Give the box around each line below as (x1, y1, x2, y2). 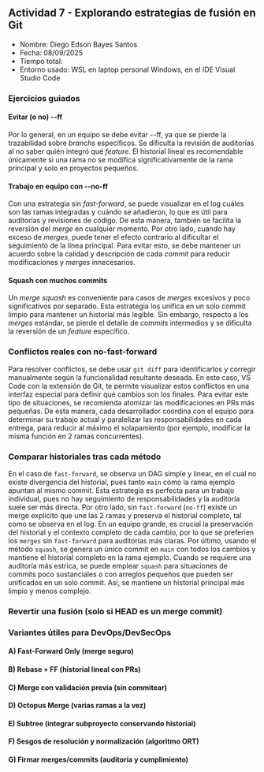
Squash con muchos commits (8, 275, 108, 285)
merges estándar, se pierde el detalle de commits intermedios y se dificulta (8, 319, 252, 328)
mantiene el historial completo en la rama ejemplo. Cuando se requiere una (8, 552, 252, 562)
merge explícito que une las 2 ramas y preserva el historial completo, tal (8, 510, 242, 520)
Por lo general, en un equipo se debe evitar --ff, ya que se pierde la (8, 129, 227, 139)
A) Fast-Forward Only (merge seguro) (8, 647, 134, 656)
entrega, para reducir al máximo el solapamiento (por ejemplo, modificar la (8, 423, 251, 432)
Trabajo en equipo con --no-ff (8, 181, 109, 191)
